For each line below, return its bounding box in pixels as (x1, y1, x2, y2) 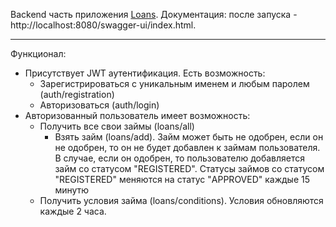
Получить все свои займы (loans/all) (39, 120, 195, 132)
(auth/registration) (39, 89, 115, 100)
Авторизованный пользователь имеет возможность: (24, 110, 251, 121)
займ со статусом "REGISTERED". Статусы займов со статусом (54, 163, 325, 174)
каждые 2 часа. (39, 205, 107, 217)
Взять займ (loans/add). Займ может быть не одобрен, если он (54, 131, 324, 143)
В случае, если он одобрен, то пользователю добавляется (54, 152, 306, 164)
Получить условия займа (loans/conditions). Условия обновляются (39, 195, 324, 206)
